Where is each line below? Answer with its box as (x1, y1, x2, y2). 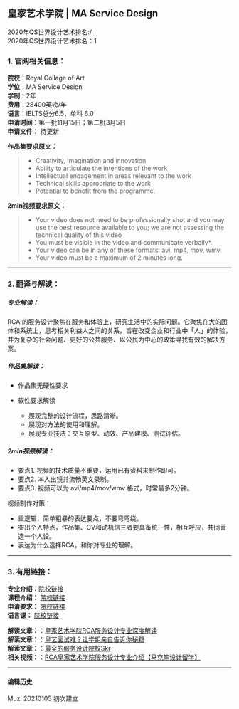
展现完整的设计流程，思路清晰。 (28, 411, 122, 419)
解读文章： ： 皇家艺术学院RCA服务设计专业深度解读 (7, 626, 158, 635)
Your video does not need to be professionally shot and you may (35, 216, 225, 224)
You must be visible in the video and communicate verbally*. (35, 238, 213, 247)
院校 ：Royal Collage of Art (7, 74, 85, 83)
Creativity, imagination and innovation (35, 157, 147, 165)
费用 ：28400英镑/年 (7, 100, 67, 109)
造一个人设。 (17, 532, 55, 540)
